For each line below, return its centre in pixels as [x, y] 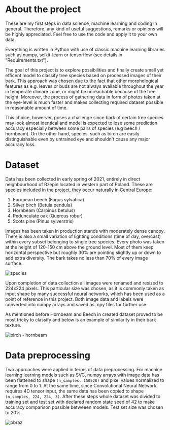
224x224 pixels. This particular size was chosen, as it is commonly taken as [85, 288]
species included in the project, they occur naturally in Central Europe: [79, 190]
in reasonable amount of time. [37, 107]
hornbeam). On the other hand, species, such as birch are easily [72, 133]
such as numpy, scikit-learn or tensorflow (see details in [64, 55]
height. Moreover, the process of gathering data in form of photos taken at [83, 97]
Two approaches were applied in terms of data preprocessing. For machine [84, 369]
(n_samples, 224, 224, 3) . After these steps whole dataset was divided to [83, 396]
